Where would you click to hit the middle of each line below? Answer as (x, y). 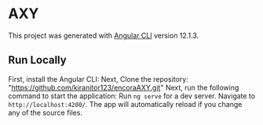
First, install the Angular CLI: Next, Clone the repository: (98, 79)
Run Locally (37, 60)
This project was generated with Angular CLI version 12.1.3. (104, 35)
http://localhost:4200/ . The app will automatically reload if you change (125, 104)
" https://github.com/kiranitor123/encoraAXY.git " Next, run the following (124, 87)
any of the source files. (45, 112)
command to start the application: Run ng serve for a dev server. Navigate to (132, 96)
